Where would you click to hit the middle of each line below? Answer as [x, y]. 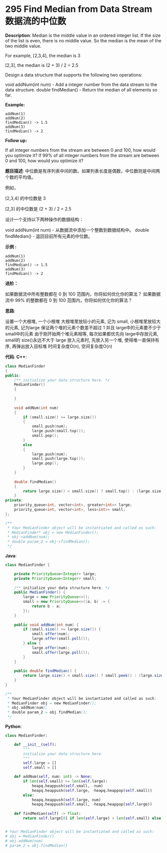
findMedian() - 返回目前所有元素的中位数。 [49, 236]
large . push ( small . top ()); [58, 431]
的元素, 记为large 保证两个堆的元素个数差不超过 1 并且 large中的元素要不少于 [83, 327]
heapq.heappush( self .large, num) [66, 800]
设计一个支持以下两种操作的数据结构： [44, 219]
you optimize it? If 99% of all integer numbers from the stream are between [82, 155]
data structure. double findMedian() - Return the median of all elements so [81, 90]
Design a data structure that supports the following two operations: [74, 75]
